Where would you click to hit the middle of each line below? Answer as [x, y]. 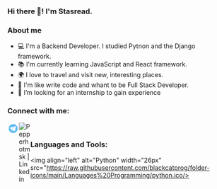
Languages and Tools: [69, 144]
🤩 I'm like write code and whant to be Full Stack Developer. [103, 85]
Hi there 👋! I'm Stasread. [50, 11]
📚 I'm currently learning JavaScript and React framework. [102, 64]
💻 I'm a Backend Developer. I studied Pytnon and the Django [106, 46]
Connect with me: [39, 111]
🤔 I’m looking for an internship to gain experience [89, 93]
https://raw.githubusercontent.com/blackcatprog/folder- [128, 167]
